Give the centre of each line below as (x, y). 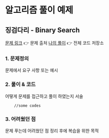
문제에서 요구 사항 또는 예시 (32, 70)
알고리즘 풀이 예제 (39, 10)
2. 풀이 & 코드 (21, 84)
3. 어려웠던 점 (21, 119)
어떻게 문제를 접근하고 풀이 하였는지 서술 (44, 96)
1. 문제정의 (17, 59)
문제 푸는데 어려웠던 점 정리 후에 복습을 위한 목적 (52, 131)
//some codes (27, 105)
